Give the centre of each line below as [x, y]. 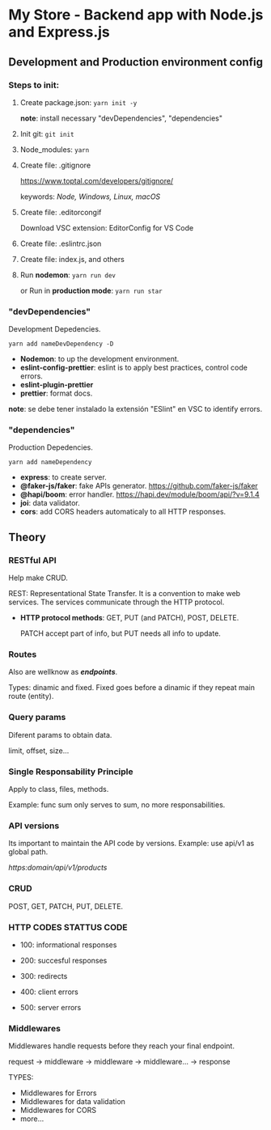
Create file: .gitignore [55, 165]
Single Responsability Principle [71, 772]
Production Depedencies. [51, 447]
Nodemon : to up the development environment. [100, 359]
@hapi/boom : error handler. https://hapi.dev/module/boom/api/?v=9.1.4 [140, 494]
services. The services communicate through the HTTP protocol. [116, 602]
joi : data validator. [50, 503]
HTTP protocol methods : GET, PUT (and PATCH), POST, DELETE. [129, 618]
